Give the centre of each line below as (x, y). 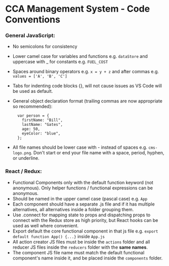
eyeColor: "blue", (41, 134)
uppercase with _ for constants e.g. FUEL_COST (60, 62)
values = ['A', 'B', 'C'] (40, 77)
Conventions (33, 20)
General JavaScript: (30, 36)
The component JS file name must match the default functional (78, 252)
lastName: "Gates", (43, 125)
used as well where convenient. (46, 225)
